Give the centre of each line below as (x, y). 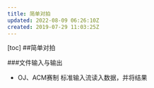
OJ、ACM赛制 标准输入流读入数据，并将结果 (82, 77)
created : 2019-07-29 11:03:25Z (53, 27)
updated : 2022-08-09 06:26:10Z (53, 20)
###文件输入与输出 (35, 63)
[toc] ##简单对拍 (31, 48)
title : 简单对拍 (29, 14)
